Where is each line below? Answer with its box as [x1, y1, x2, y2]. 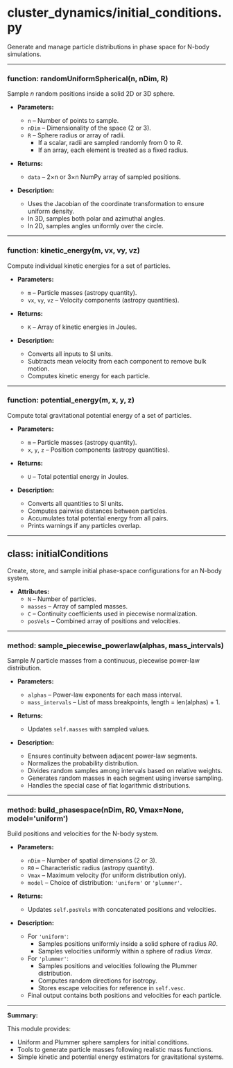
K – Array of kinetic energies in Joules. [27, 323, 137, 331]
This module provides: [7, 1025, 71, 1033]
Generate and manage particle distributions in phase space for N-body [7, 42, 210, 51]
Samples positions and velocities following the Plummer [37, 962, 198, 970]
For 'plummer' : [27, 954, 69, 963]
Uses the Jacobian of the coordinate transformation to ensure [27, 200, 205, 208]
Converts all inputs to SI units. [27, 349, 113, 358]
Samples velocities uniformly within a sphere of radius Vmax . [37, 947, 213, 956]
